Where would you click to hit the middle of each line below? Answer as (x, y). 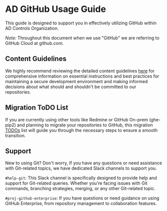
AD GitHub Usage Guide (56, 9)
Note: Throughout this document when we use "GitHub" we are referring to (82, 38)
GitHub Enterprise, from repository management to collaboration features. (81, 204)
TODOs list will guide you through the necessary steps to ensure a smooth (82, 130)
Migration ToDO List (37, 108)
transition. (15, 135)
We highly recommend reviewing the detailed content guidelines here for (80, 71)
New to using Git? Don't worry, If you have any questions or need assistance (84, 163)
